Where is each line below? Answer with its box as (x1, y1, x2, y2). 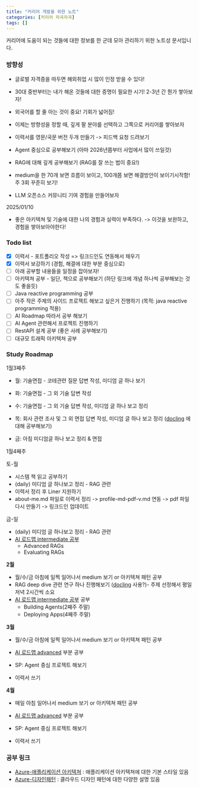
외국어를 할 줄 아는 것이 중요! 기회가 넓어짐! (14, 108, 115, 115)
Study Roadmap (6, 350, 53, 358)
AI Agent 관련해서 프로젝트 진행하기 (14, 320, 98, 327)
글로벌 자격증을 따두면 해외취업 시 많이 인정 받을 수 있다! (14, 75, 145, 82)
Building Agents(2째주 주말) (23, 603, 90, 611)
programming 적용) (14, 305, 61, 312)
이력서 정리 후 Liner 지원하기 (14, 488, 81, 495)
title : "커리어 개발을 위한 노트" (6, 8, 79, 15)
